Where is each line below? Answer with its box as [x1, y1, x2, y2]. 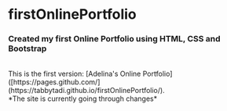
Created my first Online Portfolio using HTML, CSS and [8, 34, 222, 45]
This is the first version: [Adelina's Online [8, 69, 141, 79]
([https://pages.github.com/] [8, 77, 101, 87]
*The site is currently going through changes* [8, 94, 158, 103]
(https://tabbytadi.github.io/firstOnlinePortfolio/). [8, 86, 165, 95]
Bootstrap [8, 43, 47, 54]
